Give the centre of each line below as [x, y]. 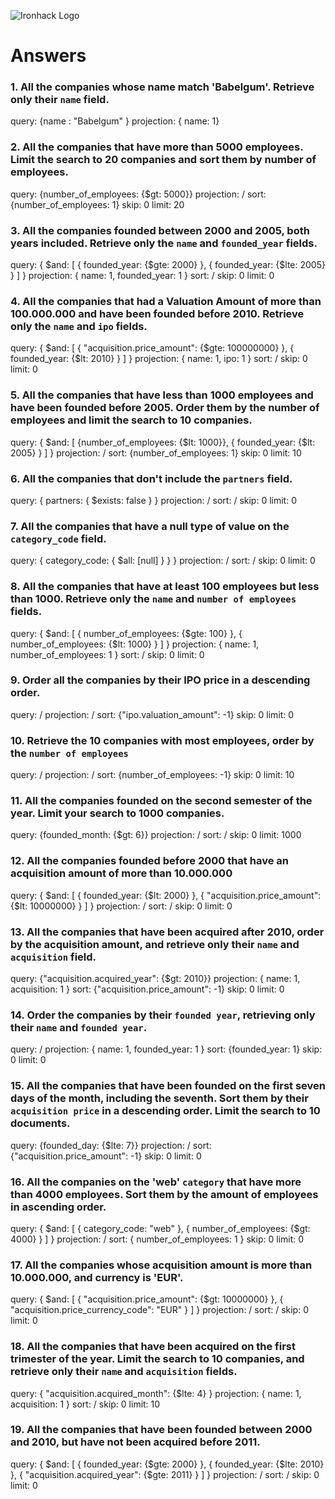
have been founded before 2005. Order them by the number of [165, 408]
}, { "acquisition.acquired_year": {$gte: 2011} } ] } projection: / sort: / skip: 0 [165, 1474]
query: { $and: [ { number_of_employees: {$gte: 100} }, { [126, 633]
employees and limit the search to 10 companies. [131, 420]
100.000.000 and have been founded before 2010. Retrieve [157, 313]
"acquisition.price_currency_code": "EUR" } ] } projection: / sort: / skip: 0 [159, 1310]
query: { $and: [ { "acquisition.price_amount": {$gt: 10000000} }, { [147, 1299]
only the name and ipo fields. [79, 326]
